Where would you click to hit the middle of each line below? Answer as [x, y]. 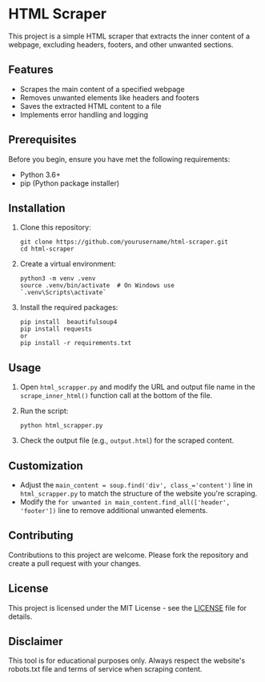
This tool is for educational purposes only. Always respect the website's [127, 660]
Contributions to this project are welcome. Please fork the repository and [128, 555]
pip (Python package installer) [70, 183]
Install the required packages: [69, 307]
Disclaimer [36, 642]
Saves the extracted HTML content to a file [90, 106]
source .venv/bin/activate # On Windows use [97, 286]
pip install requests [56, 329]
